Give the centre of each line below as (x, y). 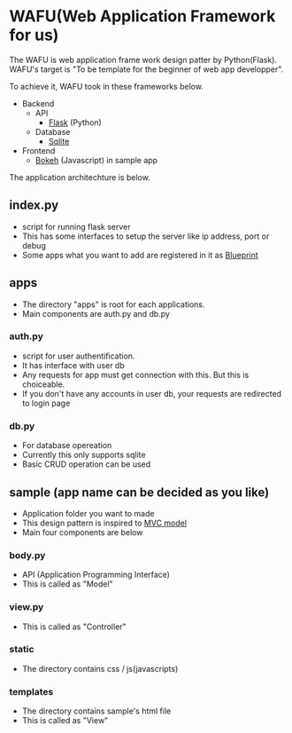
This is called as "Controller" (74, 627)
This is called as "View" (65, 721)
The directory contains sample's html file (96, 711)
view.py (27, 607)
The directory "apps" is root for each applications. (113, 304)
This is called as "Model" (67, 584)
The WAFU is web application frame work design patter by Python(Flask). (143, 59)
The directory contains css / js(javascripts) (100, 668)
